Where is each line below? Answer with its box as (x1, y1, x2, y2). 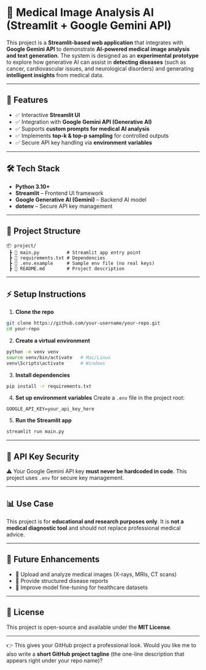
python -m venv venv (6, 349, 59, 355)
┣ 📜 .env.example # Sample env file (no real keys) (9, 261, 155, 267)
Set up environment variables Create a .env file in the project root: (15, 394, 185, 402)
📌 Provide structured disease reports (15, 577, 109, 584)
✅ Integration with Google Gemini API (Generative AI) (15, 118, 152, 125)
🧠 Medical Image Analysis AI (6, 6, 154, 20)
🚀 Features (6, 95, 48, 105)
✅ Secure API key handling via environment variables (15, 139, 152, 146)
